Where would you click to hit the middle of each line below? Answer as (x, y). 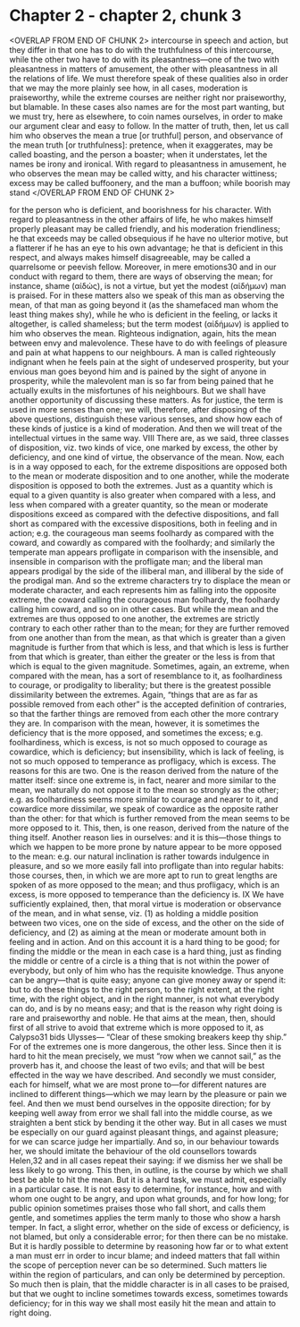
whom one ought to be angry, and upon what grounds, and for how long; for (149, 1198)
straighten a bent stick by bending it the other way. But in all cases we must (148, 1122)
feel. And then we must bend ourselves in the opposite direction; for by (140, 1103)
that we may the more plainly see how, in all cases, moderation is (129, 88)
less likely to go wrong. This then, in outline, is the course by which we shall (149, 1170)
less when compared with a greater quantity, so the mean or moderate (139, 504)
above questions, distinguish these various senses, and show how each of (146, 419)
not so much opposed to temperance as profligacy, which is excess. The (143, 761)
